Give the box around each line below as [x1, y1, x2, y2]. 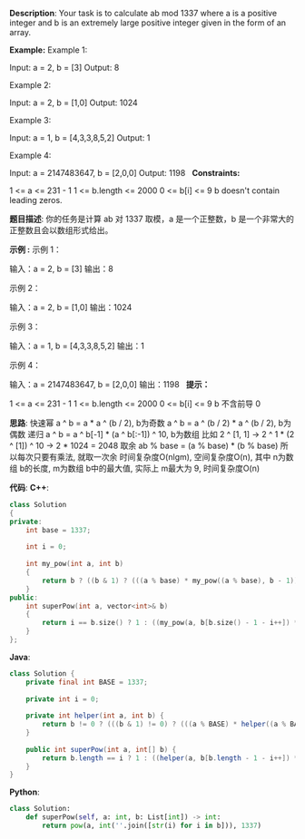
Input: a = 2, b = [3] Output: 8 [9, 63, 120, 73]
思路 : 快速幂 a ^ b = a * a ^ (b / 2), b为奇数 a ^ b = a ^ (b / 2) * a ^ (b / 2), [9, 417, 277, 428]
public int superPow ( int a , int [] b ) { [25, 745, 177, 754]
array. [9, 27, 32, 37]
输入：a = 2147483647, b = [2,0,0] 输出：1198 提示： [9, 379, 211, 389]
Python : [9, 786, 40, 797]
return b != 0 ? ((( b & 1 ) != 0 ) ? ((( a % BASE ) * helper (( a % [42, 720, 287, 729]
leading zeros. [9, 195, 63, 205]
